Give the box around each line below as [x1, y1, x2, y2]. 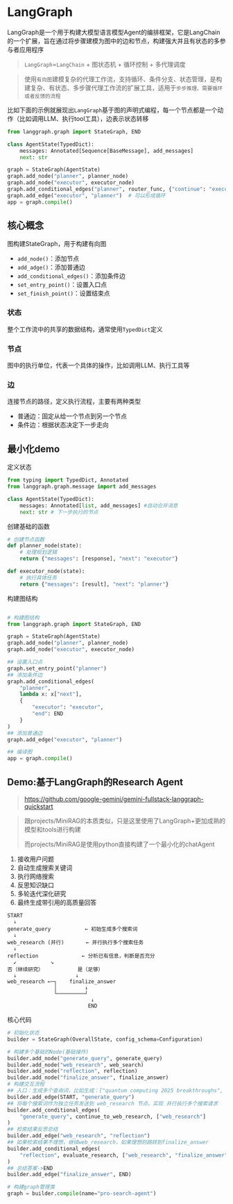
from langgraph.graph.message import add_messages [7, 484, 157, 490]
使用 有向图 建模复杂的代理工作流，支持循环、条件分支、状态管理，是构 [24, 74, 223, 83]
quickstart [24, 802, 53, 811]
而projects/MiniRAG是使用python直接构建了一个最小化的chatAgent [24, 840, 215, 848]
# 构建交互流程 [7, 1081, 45, 1088]
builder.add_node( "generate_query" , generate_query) [7, 1055, 163, 1062]
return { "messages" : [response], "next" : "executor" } [19, 555, 178, 563]
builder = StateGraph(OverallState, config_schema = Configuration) [7, 1036, 203, 1043]
